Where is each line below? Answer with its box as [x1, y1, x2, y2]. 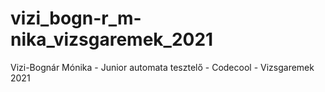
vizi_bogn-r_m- [10, 7, 142, 30]
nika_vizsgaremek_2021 [10, 28, 214, 51]
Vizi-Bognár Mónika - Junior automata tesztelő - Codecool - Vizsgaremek [10, 61, 315, 73]
